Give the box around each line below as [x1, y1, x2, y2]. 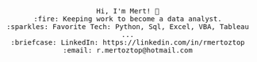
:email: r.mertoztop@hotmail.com [63, 46, 193, 54]
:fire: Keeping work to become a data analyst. [33, 15, 222, 23]
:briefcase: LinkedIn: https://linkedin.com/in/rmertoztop [10, 38, 245, 46]
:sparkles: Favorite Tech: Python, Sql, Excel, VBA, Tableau [6, 23, 250, 31]
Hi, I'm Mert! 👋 [96, 7, 159, 15]
